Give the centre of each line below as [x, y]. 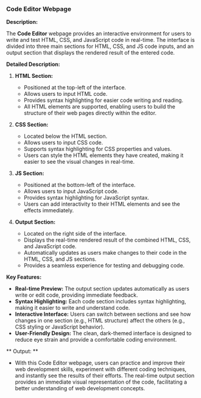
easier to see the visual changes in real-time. [79, 162]
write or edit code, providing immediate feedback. [77, 295]
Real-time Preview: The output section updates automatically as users [102, 289]
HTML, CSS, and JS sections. [60, 259]
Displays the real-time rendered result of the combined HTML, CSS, [107, 240]
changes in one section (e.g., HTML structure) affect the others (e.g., [100, 321]
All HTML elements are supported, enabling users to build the [99, 107]
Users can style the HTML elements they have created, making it [103, 155]
